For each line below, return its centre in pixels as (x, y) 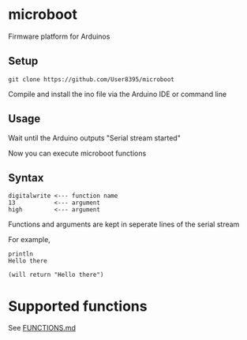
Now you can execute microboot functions (77, 153)
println (21, 254)
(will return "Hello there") (56, 275)
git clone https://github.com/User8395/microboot (92, 79)
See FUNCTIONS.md (42, 328)
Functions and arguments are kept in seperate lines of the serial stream (124, 224)
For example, (30, 240)
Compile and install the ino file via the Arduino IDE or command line (118, 94)
